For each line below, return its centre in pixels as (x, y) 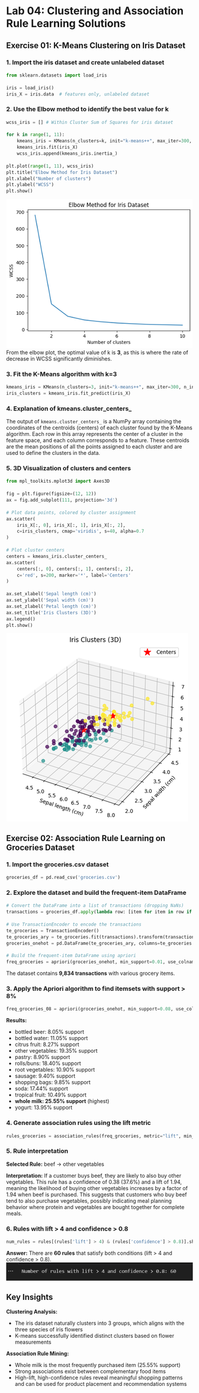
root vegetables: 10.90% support (55, 1070)
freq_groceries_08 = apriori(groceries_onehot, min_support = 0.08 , (90, 1009)
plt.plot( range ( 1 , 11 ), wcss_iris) (50, 166)
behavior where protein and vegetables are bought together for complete (95, 1207)
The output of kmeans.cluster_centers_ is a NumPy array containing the (94, 422)
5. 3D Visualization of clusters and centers (69, 468)
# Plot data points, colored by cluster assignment (71, 512)
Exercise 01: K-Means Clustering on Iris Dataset (96, 45)
